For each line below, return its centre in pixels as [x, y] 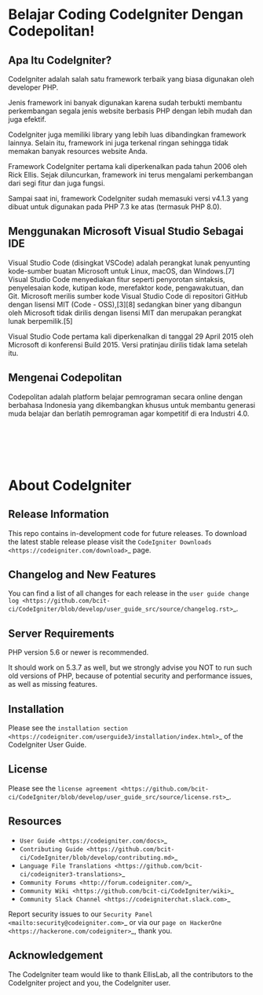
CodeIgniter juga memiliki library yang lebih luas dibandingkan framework [127, 134]
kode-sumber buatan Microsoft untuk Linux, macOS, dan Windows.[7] [121, 271]
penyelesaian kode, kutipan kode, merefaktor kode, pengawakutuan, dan [126, 288]
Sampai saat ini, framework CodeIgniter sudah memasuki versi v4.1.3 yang [128, 198]
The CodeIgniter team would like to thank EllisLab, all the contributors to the [131, 974]
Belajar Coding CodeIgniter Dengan [126, 15]
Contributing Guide [51, 849]
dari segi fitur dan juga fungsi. [57, 183]
